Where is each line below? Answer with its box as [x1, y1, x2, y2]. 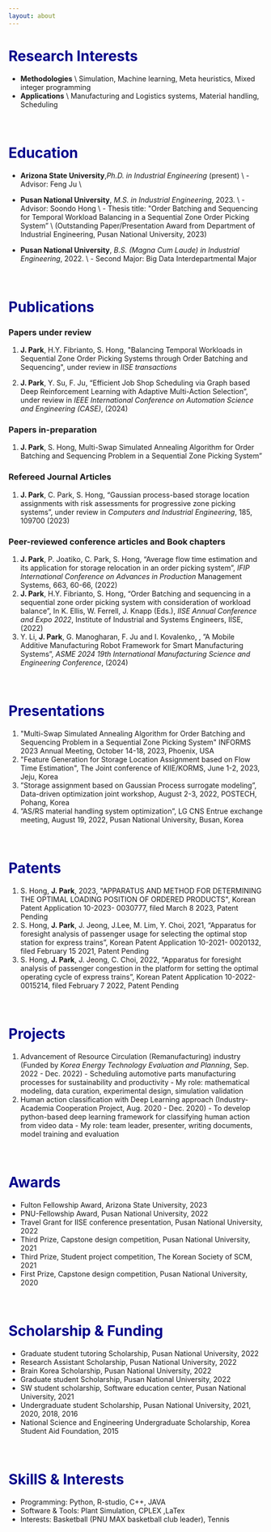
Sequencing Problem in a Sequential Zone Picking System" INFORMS [19, 737, 252, 747]
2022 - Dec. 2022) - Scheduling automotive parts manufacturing [19, 1068, 236, 1079]
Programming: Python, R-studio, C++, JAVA [19, 1497, 166, 1507]
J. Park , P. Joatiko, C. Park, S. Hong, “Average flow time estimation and [19, 554, 257, 564]
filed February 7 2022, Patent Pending [52, 981, 180, 990]
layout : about [8, 11, 57, 20]
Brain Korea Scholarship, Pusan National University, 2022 [19, 1366, 212, 1375]
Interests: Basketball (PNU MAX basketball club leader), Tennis [19, 1514, 230, 1524]
